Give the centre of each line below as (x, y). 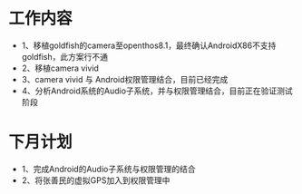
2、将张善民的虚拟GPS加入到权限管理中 (96, 180)
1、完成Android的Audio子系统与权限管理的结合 (108, 169)
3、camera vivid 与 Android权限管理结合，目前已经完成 (125, 79)
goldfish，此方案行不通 (64, 56)
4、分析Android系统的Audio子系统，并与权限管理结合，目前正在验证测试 (157, 91)
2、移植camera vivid (60, 68)
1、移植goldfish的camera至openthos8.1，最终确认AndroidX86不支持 (149, 45)
